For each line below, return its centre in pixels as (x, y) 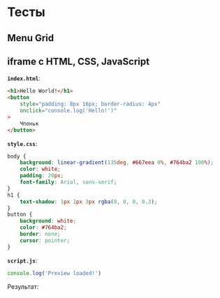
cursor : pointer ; (45, 240)
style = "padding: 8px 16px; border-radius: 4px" (90, 104)
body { (17, 156)
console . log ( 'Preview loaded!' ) (54, 273)
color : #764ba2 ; (44, 228)
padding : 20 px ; (42, 176)
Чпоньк (29, 124)
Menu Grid (31, 38)
